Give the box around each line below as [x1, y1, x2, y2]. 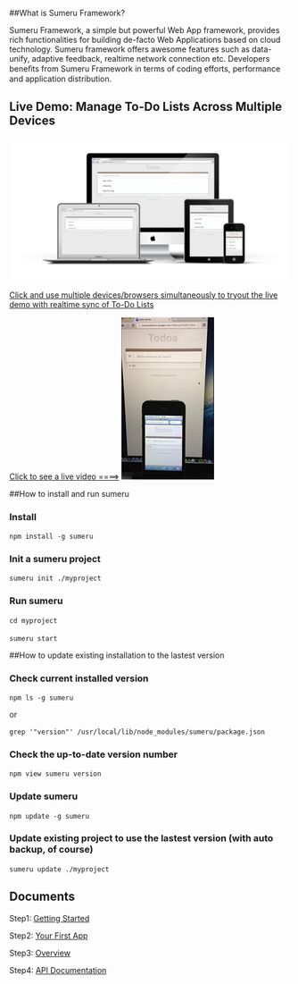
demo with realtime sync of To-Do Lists [9, 299, 154, 309]
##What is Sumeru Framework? [9, 8, 126, 18]
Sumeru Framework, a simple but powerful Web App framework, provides [9, 25, 280, 35]
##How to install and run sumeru [9, 488, 129, 499]
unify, [9, 54, 30, 63]
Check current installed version [9, 672, 149, 685]
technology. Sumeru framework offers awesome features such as [9, 44, 250, 55]
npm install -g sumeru [9, 532, 94, 542]
